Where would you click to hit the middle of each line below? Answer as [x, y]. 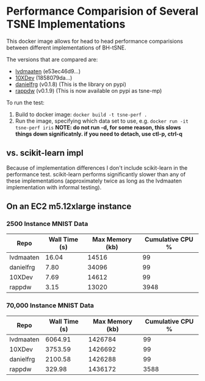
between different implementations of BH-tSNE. [66, 48]
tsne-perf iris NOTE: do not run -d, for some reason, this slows [98, 127]
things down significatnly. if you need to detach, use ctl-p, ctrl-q [99, 134]
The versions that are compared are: [52, 59]
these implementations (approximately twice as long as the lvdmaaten [94, 181]
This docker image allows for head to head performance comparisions [95, 41]
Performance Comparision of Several [103, 11]
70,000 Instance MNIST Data [50, 305]
